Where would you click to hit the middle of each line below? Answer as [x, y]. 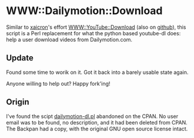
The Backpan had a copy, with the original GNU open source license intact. [97, 129]
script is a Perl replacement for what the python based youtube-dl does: [93, 33]
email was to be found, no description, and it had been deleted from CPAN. [97, 122]
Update [20, 58]
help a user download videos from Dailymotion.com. [69, 39]
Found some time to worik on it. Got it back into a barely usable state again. [97, 72]
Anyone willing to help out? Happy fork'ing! [58, 83]
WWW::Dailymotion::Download [84, 11]
